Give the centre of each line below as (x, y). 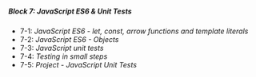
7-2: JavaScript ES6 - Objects (69, 39)
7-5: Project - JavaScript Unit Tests (78, 64)
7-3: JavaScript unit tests (62, 48)
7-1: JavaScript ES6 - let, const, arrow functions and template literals (134, 31)
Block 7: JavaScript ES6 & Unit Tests (70, 11)
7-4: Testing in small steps (64, 56)
